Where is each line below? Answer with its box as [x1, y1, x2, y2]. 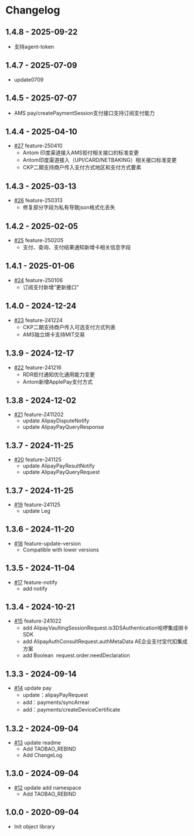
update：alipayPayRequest [22, 692, 89, 699]
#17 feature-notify [13, 578, 58, 585]
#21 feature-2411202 [13, 411, 64, 418]
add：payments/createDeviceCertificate [22, 706, 121, 713]
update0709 [13, 76, 44, 83]
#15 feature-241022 [13, 617, 62, 625]
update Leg [22, 507, 51, 514]
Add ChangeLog [22, 752, 63, 759]
